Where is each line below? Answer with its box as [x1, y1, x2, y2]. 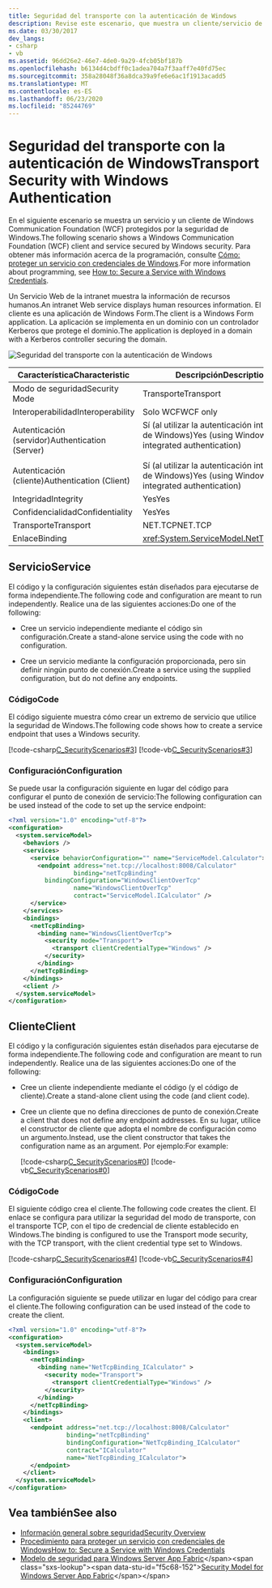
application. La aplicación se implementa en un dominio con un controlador [8, 317, 259, 327]
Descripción [175, 369, 223, 381]
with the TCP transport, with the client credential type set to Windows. [8, 1238, 243, 1248]
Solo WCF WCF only [142, 407, 218, 418]
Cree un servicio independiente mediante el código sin [19, 623, 203, 632]
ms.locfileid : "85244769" [8, 102, 96, 110]
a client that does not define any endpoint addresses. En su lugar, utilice [19, 1115, 261, 1126]
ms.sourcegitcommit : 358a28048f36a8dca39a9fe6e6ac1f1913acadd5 [8, 72, 227, 80]
